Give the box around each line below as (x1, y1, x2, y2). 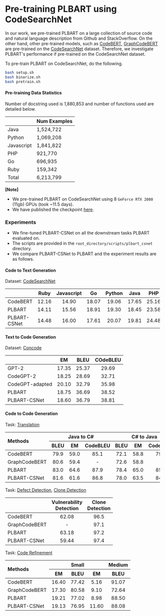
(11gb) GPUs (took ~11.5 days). (12, 201, 74, 207)
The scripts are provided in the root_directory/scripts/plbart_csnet (12, 240, 153, 246)
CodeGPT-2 (7, 373, 36, 380)
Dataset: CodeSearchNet (5, 278, 55, 284)
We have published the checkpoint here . (12, 206, 94, 212)
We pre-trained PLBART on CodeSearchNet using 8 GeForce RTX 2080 (12, 196, 153, 202)
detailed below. (5, 106, 36, 112)
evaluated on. (12, 235, 40, 241)
